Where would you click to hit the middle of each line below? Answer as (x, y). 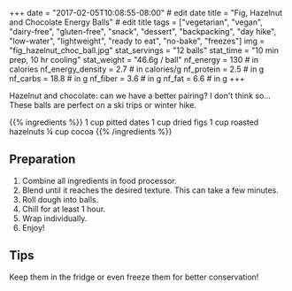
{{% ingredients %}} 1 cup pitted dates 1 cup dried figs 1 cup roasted (134, 122)
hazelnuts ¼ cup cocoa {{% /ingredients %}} (91, 131)
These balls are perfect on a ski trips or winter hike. (103, 105)
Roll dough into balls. (60, 199)
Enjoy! (33, 227)
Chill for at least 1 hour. (64, 209)
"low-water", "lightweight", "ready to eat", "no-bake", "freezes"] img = (137, 41)
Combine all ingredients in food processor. (99, 180)
